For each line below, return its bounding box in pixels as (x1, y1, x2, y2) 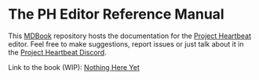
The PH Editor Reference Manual (8, 5, 225, 23)
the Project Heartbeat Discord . (8, 47, 108, 57)
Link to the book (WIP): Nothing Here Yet (8, 62, 140, 71)
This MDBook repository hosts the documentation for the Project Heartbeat (8, 31, 251, 40)
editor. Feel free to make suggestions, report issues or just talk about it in (8, 39, 244, 48)
